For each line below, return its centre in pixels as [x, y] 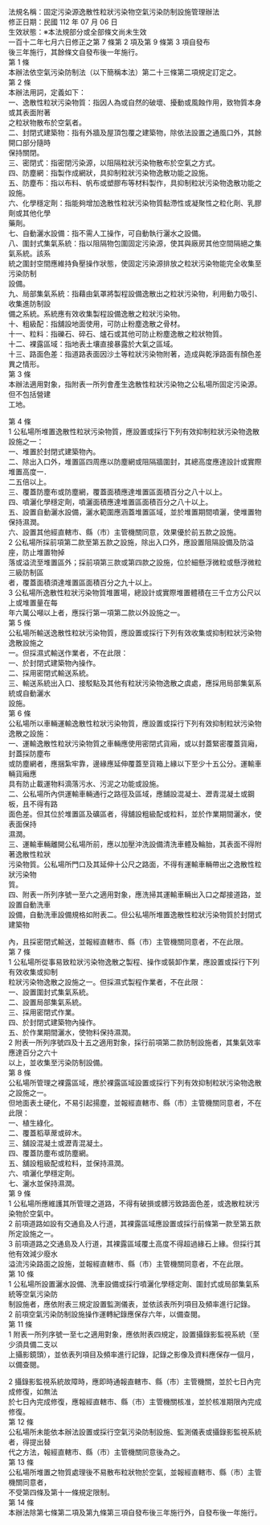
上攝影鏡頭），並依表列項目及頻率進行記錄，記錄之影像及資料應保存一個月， [133, 1354]
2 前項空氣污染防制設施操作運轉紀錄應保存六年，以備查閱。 [106, 1314]
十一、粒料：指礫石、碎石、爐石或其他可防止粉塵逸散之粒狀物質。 [117, 334]
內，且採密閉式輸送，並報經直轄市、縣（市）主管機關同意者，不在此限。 [128, 942]
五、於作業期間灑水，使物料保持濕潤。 [72, 1032]
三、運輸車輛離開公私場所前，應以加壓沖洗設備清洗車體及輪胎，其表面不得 [131, 844]
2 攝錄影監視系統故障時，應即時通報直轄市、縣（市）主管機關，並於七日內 [131, 1382]
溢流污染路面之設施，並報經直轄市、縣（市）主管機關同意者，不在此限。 [128, 1264]
